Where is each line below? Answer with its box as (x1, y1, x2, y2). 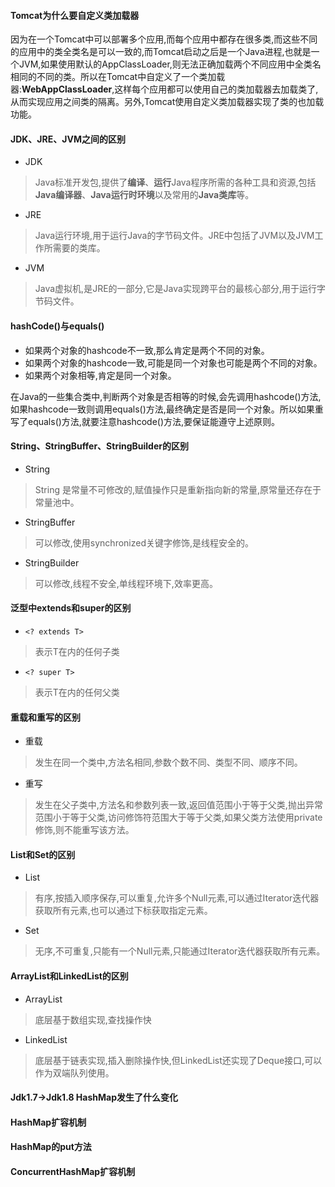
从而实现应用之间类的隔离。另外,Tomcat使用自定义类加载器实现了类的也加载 (10, 96, 325, 108)
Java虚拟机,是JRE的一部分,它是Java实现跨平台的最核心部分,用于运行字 (34, 283, 326, 295)
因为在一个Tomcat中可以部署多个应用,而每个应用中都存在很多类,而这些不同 (10, 33, 318, 45)
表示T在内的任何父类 (34, 686, 120, 699)
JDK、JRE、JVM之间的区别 (10, 133, 126, 145)
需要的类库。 (52, 242, 106, 254)
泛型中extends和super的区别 (10, 602, 132, 614)
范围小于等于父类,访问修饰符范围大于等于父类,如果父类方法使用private (34, 811, 323, 824)
